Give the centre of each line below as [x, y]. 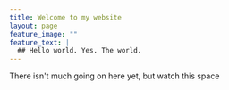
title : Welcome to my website [66, 17]
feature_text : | [39, 42]
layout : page [34, 26]
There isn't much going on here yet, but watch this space [114, 76]
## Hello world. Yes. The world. [80, 51]
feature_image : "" [43, 34]
